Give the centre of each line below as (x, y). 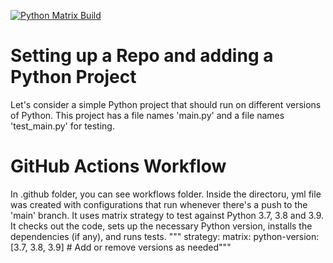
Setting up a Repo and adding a (142, 56)
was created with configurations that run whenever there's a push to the (159, 204)
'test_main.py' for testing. (62, 126)
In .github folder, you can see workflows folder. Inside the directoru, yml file (166, 194)
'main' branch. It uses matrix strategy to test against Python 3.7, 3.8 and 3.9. (167, 215)
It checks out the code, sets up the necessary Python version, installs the (161, 226)
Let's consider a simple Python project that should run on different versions (166, 104)
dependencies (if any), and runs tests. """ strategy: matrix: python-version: (165, 236)
